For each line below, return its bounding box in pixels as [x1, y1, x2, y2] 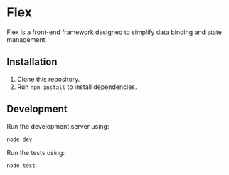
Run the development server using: [6, 122, 110, 130]
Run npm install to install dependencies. [16, 83, 137, 91]
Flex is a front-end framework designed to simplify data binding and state [6, 28, 222, 36]
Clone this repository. [16, 75, 80, 83]
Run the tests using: [6, 148, 65, 157]
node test [6, 161, 36, 169]
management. [6, 35, 48, 43]
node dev [6, 136, 33, 143]
